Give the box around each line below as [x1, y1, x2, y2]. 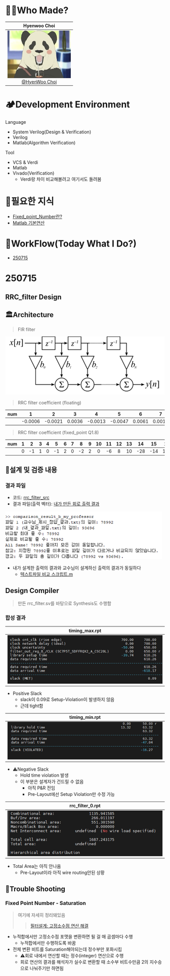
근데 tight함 [20, 703, 44, 709]
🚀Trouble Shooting [5, 885, 66, 893]
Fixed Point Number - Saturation [5, 900, 86, 907]
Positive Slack [12, 690, 42, 696]
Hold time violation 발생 [20, 772, 69, 778]
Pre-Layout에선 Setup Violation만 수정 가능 [27, 791, 115, 797]
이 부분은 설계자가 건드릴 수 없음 [20, 778, 84, 784]
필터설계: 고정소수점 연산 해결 [30, 923, 89, 929]
